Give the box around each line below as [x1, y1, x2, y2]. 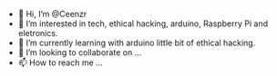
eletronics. [17, 28, 58, 38]
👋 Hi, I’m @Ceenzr [17, 9, 87, 19]
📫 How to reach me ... [17, 57, 103, 68]
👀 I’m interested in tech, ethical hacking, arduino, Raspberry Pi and [17, 18, 269, 29]
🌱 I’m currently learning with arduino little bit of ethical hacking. [17, 37, 256, 48]
